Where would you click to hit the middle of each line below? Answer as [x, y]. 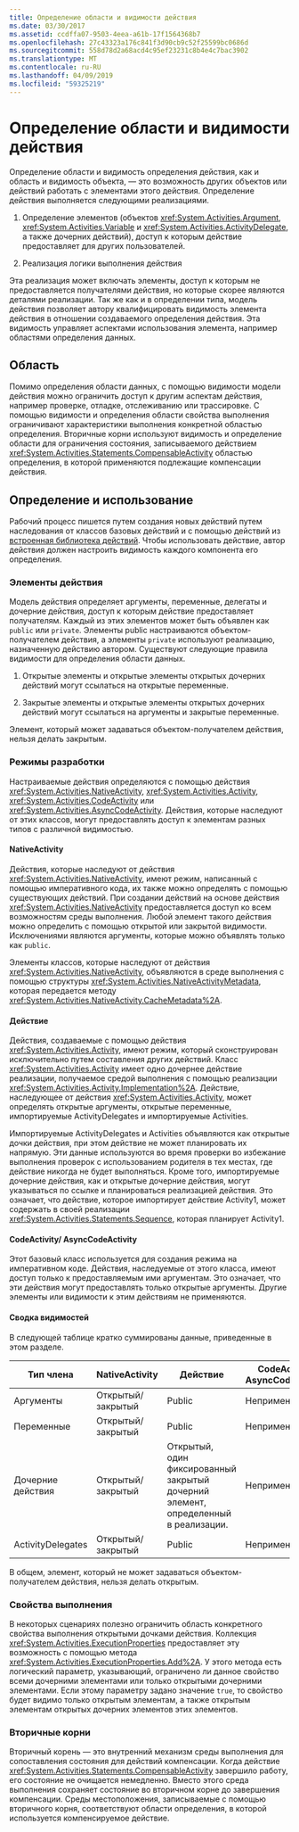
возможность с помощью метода [73, 1652]
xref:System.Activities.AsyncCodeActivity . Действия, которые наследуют [146, 810]
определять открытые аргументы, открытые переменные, [121, 1107]
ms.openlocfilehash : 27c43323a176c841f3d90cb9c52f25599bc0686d [129, 42]
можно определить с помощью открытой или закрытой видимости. [138, 926]
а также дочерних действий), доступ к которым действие [132, 236]
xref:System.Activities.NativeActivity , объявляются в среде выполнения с [147, 971]
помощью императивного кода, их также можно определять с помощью [148, 887]
